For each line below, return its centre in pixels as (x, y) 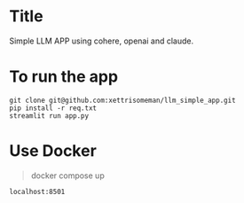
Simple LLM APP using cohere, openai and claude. (101, 41)
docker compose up (67, 176)
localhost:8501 (37, 191)
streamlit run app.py (49, 116)
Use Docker (53, 151)
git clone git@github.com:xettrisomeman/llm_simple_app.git (123, 100)
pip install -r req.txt (53, 108)
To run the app (63, 77)
